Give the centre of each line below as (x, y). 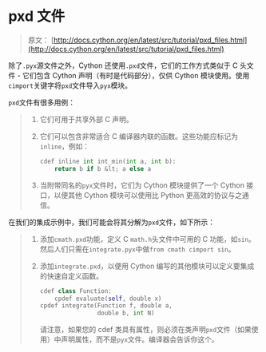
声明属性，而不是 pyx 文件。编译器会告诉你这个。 (140, 339)
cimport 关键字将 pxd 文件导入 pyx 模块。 (70, 85)
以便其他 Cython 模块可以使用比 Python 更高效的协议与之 (148, 195)
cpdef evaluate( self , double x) (108, 299)
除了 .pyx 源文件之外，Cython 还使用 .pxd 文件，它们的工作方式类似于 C (123, 65)
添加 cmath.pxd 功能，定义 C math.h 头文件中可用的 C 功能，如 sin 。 (147, 239)
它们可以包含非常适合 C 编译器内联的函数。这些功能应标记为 (139, 136)
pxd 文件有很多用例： (42, 102)
